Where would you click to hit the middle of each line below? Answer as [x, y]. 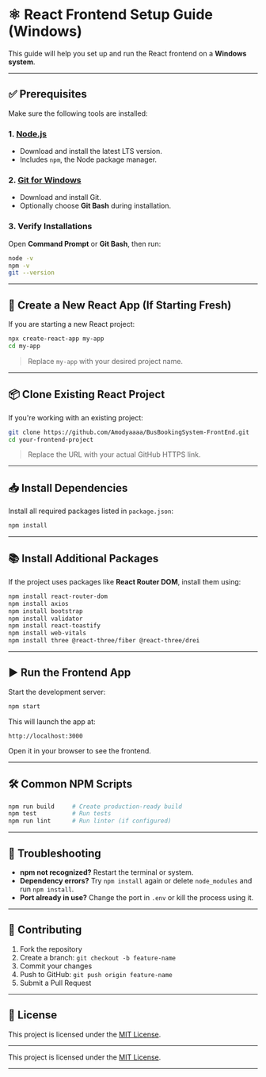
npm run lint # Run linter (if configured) [90, 821]
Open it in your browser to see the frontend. [80, 750]
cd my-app [25, 346]
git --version [32, 273]
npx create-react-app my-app [56, 339]
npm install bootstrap [46, 611]
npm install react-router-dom [58, 596]
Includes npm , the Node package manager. [88, 159]
